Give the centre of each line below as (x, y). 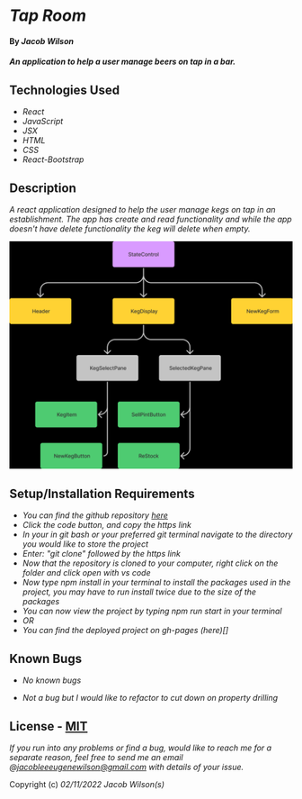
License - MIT (49, 726)
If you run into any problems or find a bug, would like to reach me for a (141, 748)
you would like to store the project (85, 544)
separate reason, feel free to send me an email (96, 758)
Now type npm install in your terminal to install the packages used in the (156, 583)
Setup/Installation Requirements (102, 493)
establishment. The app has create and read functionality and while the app (151, 219)
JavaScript (43, 122)
